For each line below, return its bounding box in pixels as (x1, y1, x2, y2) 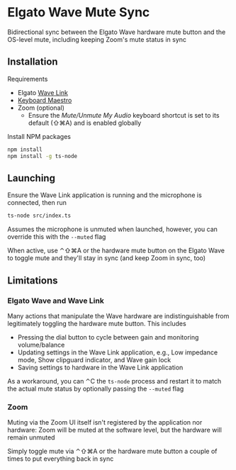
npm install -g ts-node (7, 152, 78, 160)
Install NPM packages (7, 132, 71, 140)
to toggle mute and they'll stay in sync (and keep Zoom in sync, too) (7, 254, 206, 262)
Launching (7, 172, 55, 184)
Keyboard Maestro (17, 96, 72, 104)
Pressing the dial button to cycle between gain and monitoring (17, 332, 199, 341)
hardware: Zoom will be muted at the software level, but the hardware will (7, 426, 222, 435)
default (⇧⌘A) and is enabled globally (28, 118, 142, 127)
